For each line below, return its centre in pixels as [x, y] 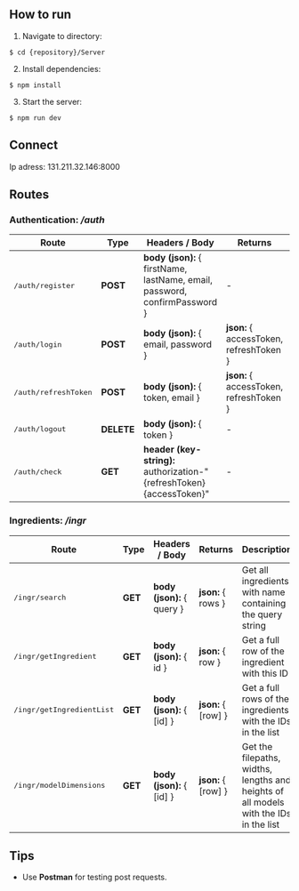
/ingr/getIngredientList [64, 710]
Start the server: [52, 101]
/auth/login [38, 345]
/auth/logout [40, 429]
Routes [29, 195]
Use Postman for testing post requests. [94, 877]
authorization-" [176, 472]
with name [263, 592]
